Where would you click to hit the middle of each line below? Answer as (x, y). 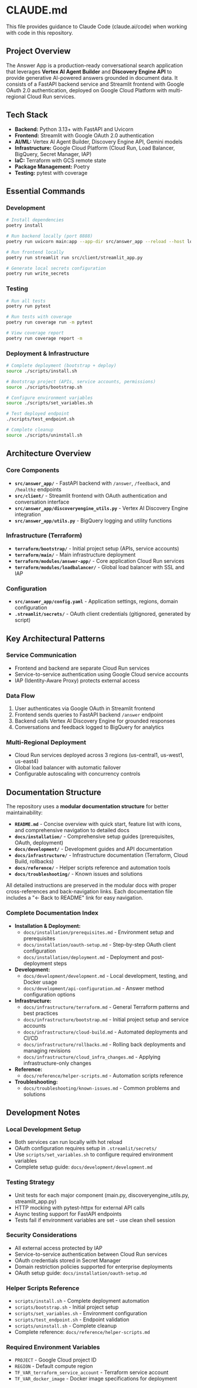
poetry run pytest (28, 306)
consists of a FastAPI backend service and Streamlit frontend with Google (95, 84)
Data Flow (21, 695)
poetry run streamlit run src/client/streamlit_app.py (74, 258)
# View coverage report (35, 333)
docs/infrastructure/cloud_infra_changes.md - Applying (92, 1056)
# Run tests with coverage (39, 317)
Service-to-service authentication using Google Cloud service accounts (101, 674)
